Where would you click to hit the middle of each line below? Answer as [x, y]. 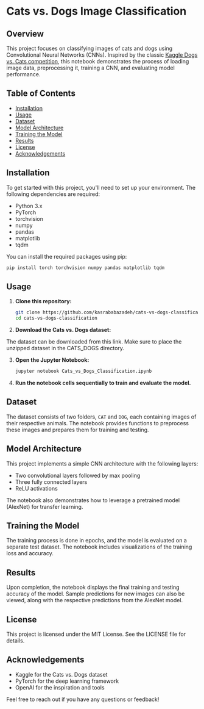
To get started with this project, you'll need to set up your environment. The [101, 187]
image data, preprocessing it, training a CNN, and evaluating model [90, 68]
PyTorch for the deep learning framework [67, 681]
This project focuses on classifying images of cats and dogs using [89, 48]
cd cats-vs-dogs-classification [56, 319]
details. [16, 641]
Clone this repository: [43, 301]
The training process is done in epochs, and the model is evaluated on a [97, 541]
